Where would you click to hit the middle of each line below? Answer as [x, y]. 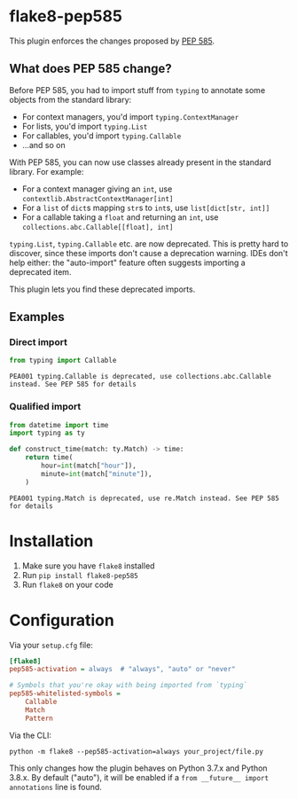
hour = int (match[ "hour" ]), [89, 466]
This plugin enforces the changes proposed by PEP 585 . [112, 41]
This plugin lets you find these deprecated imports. [102, 289]
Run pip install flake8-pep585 [80, 575]
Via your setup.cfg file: [51, 645]
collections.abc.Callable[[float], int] [98, 227]
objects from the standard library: [70, 99]
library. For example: [47, 171]
